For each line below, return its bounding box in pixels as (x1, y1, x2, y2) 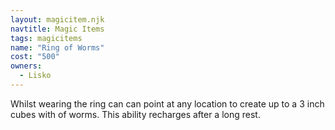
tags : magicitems (10, 33, 83, 43)
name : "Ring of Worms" (10, 42, 105, 53)
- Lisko (19, 71, 52, 81)
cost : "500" (10, 52, 60, 62)
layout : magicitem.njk (10, 14, 105, 25)
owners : (10, 61, 43, 71)
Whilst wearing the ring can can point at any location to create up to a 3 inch (10, 97, 325, 110)
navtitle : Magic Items (10, 24, 105, 34)
